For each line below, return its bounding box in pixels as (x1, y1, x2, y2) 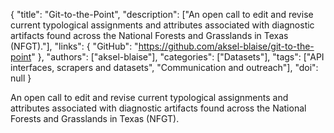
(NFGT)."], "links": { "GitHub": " (10, 40, 139, 52)
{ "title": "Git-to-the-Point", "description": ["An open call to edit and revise (10, 9, 314, 20)
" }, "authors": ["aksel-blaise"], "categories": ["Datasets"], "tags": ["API (31, 51, 325, 63)
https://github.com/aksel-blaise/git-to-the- (138, 40, 315, 52)
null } (10, 72, 32, 84)
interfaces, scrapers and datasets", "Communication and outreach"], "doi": (10, 62, 319, 73)
